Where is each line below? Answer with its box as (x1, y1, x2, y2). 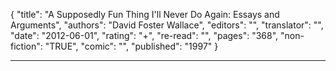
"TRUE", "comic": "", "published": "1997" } (44, 40, 219, 52)
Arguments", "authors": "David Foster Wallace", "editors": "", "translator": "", (10, 19, 324, 31)
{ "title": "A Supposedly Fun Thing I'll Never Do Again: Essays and (10, 9, 280, 20)
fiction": (10, 40, 43, 52)
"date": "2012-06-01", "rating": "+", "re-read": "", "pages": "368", (10, 30, 279, 41)
